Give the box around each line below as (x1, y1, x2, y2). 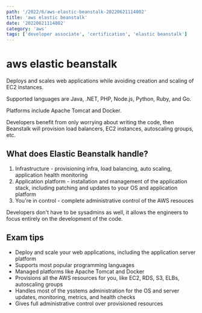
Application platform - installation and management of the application (14, 177, 188, 185)
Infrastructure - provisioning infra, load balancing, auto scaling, (14, 165, 172, 172)
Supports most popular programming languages (14, 261, 134, 268)
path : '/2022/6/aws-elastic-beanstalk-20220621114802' (6, 8, 147, 15)
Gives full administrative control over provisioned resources (14, 300, 163, 307)
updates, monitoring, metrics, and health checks (14, 293, 136, 300)
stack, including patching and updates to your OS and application (14, 184, 178, 191)
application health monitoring (14, 171, 88, 179)
